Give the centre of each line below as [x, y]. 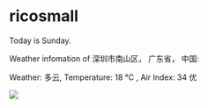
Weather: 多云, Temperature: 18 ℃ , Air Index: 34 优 [103, 77]
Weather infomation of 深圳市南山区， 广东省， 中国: [104, 58]
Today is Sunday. [41, 40]
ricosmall [44, 16]
